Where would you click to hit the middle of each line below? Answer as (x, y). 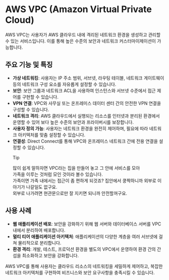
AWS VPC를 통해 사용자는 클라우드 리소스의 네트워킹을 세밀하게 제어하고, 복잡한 (84, 266)
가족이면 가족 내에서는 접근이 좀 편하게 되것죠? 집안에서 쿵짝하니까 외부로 (84, 180)
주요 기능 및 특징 (29, 65)
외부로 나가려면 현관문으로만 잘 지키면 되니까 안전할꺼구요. (70, 193)
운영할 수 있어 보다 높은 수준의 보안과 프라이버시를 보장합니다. (73, 122)
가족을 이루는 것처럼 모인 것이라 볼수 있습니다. (58, 174)
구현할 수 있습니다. (40, 97)
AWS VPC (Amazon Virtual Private (79, 9)
